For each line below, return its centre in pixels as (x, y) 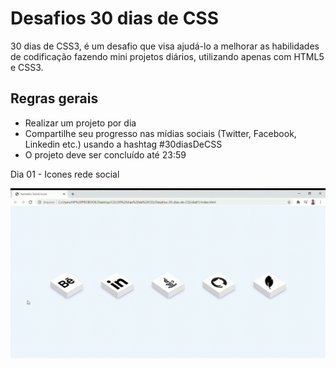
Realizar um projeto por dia (80, 123)
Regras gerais (54, 98)
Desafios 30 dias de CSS (115, 18)
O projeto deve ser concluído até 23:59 (105, 154)
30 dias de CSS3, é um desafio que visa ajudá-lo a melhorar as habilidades (165, 46)
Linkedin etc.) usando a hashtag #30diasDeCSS (123, 144)
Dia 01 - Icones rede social (65, 174)
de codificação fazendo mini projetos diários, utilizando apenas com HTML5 (167, 56)
